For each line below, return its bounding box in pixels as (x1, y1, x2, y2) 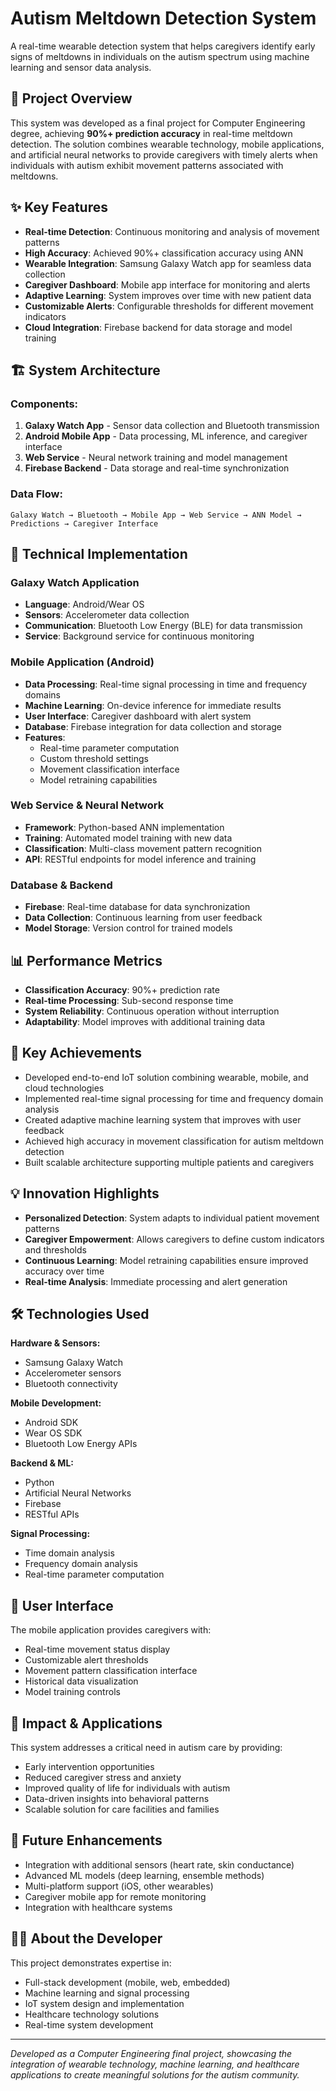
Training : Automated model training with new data (24, 832, 233, 844)
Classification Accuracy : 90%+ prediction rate (24, 983, 220, 996)
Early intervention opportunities (24, 1761, 155, 1772)
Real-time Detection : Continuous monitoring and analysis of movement (24, 225, 320, 237)
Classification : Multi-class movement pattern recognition (24, 842, 262, 854)
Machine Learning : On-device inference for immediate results (24, 699, 282, 711)
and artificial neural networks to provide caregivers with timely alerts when (10, 148, 318, 161)
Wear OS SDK (24, 1427, 83, 1439)
